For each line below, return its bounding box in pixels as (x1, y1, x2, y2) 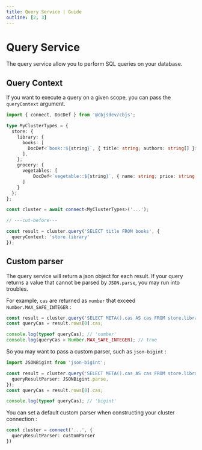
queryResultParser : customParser (11, 433, 96, 439)
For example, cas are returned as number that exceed (6, 297, 136, 304)
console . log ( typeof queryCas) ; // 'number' (6, 331, 117, 338)
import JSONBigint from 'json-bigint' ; (6, 360, 106, 366)
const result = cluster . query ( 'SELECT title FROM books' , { (6, 229, 161, 235)
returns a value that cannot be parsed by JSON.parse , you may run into (6, 279, 180, 286)
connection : (6, 416, 37, 423)
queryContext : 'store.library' (11, 234, 90, 240)
